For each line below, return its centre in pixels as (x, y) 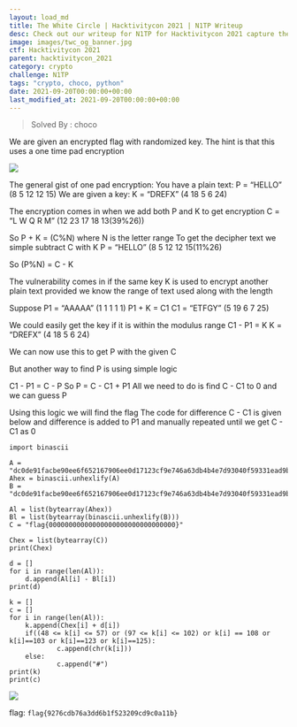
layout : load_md (39, 17)
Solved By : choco (64, 125)
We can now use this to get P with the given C (93, 352)
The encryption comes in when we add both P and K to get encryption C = (145, 211)
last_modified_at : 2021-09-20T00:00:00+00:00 (94, 99)
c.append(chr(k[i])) (94, 649)
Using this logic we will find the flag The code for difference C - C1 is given (145, 413)
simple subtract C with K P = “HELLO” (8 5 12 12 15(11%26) (116, 248)
